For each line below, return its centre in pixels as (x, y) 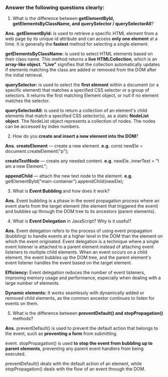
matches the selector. (28, 101)
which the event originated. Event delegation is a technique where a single (82, 242)
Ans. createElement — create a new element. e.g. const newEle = (74, 146)
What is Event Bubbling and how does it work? (61, 191)
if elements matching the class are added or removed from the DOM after (81, 70)
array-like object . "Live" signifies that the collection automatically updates (83, 65)
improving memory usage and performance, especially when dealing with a (83, 278)
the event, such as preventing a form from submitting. (61, 334)
